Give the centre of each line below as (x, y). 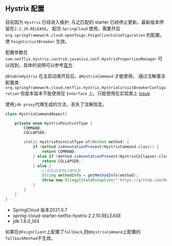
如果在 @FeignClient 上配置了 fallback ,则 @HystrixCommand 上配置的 (73, 232)
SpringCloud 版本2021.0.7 (40, 210)
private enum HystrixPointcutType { (54, 123)
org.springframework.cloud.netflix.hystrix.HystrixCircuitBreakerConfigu (86, 88)
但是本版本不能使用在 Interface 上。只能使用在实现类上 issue (85, 93)
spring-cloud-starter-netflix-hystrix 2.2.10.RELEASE (67, 215)
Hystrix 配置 (25, 9)
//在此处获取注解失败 (61, 171)
